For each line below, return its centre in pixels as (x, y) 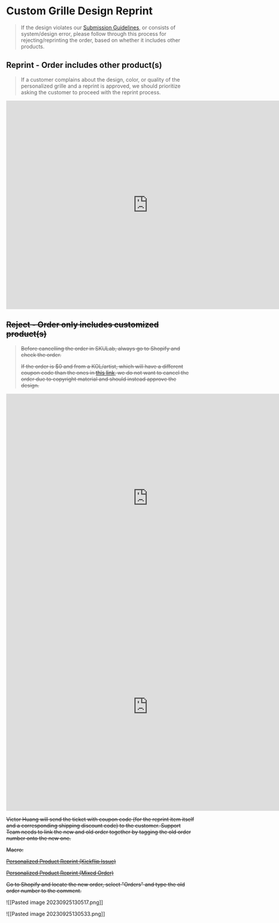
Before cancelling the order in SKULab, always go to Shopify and (100, 348)
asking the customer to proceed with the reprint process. (91, 92)
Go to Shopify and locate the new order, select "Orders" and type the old (96, 884)
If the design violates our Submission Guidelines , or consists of (98, 27)
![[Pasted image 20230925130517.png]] (55, 902)
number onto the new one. (39, 838)
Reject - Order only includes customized (83, 325)
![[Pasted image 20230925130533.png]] (56, 913)
